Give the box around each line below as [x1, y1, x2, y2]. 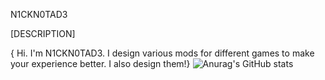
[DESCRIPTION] [10, 28, 76, 39]
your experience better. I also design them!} [10, 58, 191, 69]
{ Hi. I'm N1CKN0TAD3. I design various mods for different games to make [10, 47, 315, 59]
